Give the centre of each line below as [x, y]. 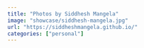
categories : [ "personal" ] [45, 34]
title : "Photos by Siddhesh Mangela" [63, 14]
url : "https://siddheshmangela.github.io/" [73, 27]
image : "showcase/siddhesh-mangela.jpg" [68, 20]
